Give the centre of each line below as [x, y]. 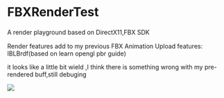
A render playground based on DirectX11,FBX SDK [79, 32]
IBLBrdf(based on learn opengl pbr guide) [67, 54]
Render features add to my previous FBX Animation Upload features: [105, 46]
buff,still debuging [60, 74]
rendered [20, 74]
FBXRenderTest [53, 12]
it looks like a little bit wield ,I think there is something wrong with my [105, 67]
